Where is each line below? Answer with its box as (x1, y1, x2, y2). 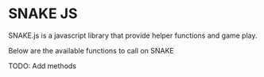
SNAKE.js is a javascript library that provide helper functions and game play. (8, 31, 258, 40)
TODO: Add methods (8, 60, 77, 71)
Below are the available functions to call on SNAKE (8, 46, 175, 55)
